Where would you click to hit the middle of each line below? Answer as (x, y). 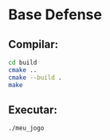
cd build (23, 62)
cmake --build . (35, 78)
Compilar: (33, 44)
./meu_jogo (26, 128)
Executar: (33, 110)
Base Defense (55, 15)
